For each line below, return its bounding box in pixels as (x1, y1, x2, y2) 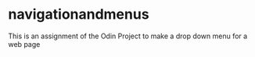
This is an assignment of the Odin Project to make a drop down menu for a (8, 31, 248, 41)
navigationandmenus (8, 5, 150, 23)
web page (8, 39, 41, 48)
